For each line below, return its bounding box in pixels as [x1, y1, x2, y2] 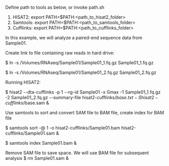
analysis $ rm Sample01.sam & [5, 155, 69, 161]
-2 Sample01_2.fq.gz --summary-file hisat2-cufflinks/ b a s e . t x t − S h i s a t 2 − [5, 95, 158, 100]
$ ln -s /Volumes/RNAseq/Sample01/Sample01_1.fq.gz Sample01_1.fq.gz [5, 60, 154, 65]
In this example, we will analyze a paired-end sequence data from [5, 35, 143, 40]
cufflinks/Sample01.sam [5, 130, 55, 136]
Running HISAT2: [5, 79, 41, 85]
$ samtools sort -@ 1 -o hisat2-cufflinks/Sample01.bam [5, 125, 120, 131]
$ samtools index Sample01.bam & [5, 140, 77, 146]
